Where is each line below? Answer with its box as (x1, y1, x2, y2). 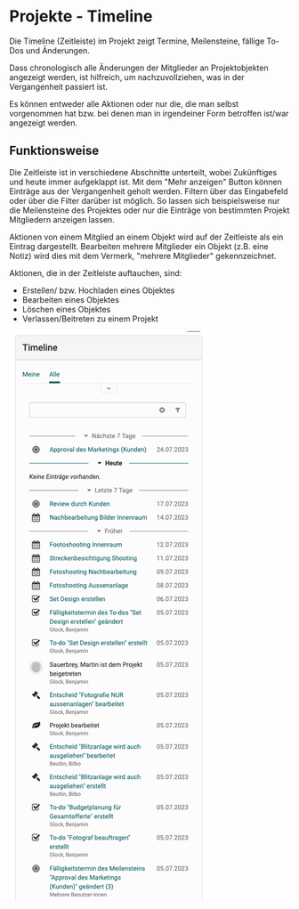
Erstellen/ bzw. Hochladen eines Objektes (21, 285, 175, 296)
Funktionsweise (9, 143, 100, 158)
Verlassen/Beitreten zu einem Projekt (21, 313, 158, 324)
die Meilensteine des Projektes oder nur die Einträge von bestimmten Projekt (9, 205, 290, 215)
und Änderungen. (25, 45, 91, 55)
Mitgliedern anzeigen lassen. (9, 214, 116, 224)
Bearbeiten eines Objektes (21, 294, 120, 304)
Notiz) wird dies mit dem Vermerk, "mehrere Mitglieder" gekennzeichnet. (9, 250, 278, 261)
